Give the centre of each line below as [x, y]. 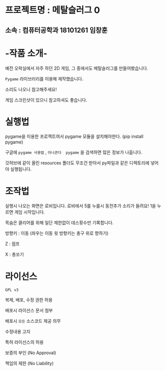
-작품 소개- [26, 53]
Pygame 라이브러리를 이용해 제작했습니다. [44, 79]
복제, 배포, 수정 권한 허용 [29, 300]
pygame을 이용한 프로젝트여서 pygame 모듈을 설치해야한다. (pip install [74, 136]
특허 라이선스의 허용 [24, 342]
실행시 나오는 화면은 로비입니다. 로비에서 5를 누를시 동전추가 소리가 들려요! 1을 [81, 206]
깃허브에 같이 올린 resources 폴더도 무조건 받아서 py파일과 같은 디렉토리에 [77, 163]
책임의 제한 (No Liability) [29, 364]
